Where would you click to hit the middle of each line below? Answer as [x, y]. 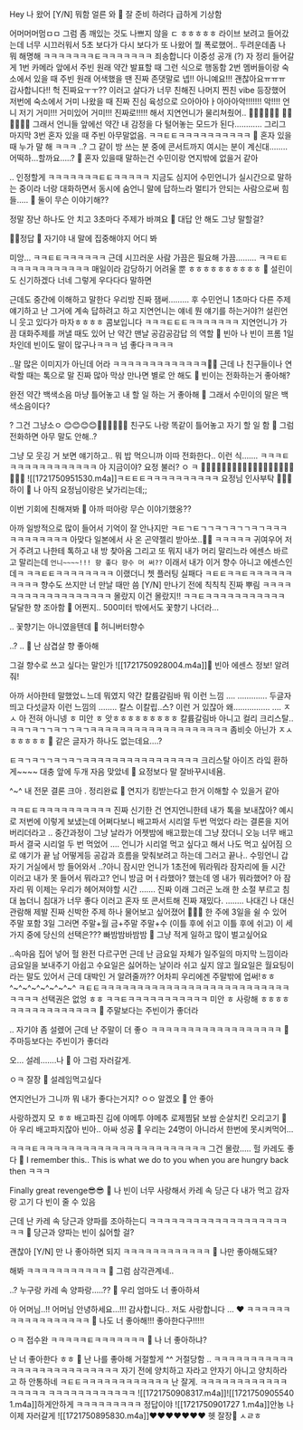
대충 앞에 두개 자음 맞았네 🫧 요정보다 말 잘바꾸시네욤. [133, 772]
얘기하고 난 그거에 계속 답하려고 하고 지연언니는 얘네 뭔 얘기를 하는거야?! [137, 311]
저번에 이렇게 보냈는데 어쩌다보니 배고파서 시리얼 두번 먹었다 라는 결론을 [146, 821]
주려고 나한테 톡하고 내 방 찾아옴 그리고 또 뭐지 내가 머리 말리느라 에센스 [145, 551]
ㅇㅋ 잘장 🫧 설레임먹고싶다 [56, 1080]
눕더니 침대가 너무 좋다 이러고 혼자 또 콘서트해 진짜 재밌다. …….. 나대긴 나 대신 [156, 901]
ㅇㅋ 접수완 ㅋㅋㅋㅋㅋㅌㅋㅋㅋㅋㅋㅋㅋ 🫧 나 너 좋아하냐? [109, 1340]
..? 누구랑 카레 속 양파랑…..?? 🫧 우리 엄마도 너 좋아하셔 [105, 1290]
